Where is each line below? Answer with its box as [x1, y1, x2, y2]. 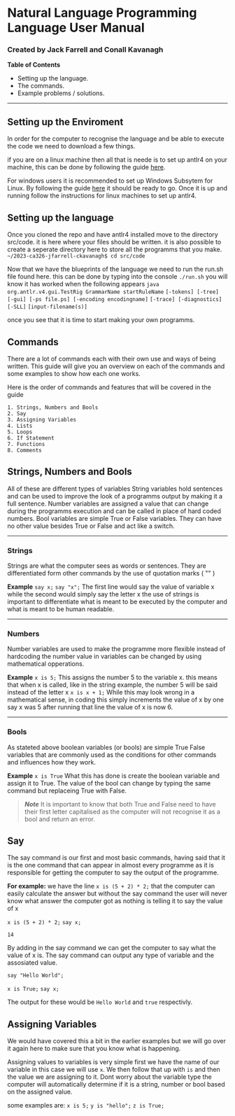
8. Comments [7, 447, 42, 454]
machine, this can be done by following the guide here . [7, 163, 166, 172]
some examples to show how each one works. [7, 369, 141, 377]
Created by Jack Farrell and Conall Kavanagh [7, 45, 164, 55]
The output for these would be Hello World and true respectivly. [7, 998, 193, 1006]
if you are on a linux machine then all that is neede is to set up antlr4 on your [7, 155, 228, 164]
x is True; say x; [7, 986, 59, 993]
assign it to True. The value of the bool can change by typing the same [7, 779, 211, 787]
